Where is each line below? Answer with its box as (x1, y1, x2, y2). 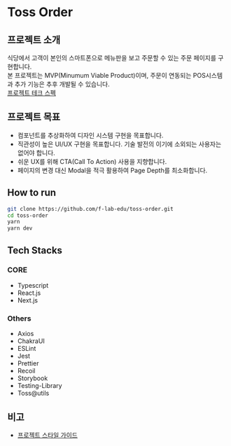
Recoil (17, 367, 36, 375)
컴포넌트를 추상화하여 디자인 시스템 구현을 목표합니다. (17, 131, 164, 139)
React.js (17, 288, 41, 297)
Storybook (17, 374, 48, 382)
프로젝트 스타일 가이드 (17, 431, 78, 439)
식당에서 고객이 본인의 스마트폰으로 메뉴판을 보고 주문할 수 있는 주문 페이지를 (7, 54, 217, 62)
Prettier (17, 359, 39, 368)
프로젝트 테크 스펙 (7, 89, 56, 97)
